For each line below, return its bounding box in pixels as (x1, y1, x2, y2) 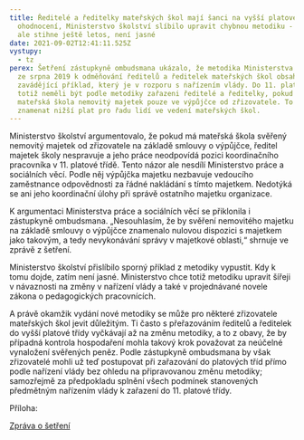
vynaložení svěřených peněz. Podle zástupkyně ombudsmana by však (9, 347, 271, 358)
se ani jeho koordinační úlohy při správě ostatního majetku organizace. (9, 188, 273, 199)
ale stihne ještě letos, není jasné (17, 30, 156, 39)
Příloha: (9, 403, 38, 414)
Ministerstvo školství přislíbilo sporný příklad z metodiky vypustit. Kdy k (9, 262, 276, 273)
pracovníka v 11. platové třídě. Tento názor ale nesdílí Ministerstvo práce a (9, 159, 285, 170)
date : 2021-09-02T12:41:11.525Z (9, 38, 131, 48)
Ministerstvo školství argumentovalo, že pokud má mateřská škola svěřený (9, 130, 288, 141)
